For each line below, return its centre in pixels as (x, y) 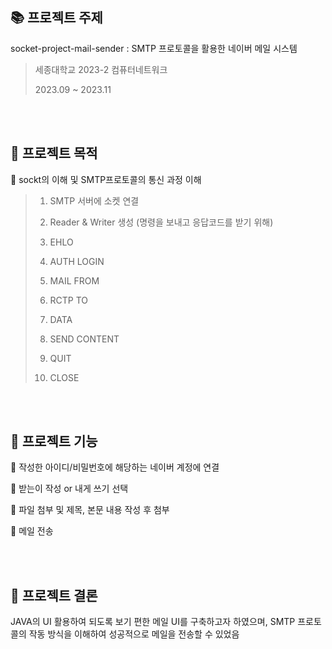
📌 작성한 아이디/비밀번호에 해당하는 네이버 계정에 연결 (115, 467)
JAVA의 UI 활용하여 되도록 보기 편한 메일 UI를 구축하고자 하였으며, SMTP (153, 622)
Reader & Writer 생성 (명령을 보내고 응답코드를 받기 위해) (161, 222)
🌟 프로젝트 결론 (54, 595)
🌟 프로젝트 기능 (54, 441)
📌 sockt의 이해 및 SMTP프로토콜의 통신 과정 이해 (106, 179)
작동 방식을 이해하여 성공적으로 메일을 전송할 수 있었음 (134, 634)
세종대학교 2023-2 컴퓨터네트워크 (101, 69)
